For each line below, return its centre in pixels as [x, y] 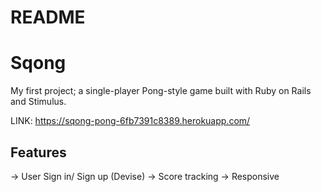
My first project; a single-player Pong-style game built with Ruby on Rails [161, 91]
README [48, 17]
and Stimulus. [38, 102]
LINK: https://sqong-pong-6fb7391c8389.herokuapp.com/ [130, 121]
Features [38, 152]
